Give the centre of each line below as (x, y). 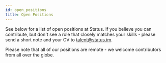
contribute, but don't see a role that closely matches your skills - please (80, 34)
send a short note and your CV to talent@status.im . (59, 40)
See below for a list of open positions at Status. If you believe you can (78, 29)
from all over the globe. (30, 55)
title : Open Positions (29, 15)
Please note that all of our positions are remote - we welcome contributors (83, 49)
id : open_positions (26, 10)
